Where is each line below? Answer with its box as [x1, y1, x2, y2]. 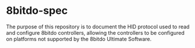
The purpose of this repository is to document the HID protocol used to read [6, 23, 190, 30]
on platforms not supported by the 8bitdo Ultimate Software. [6, 35, 152, 42]
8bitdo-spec [6, 4, 68, 17]
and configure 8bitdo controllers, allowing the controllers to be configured [6, 29, 185, 36]
